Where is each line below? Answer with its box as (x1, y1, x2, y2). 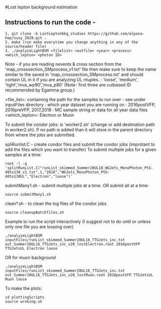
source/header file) (5, 44, 47, 49)
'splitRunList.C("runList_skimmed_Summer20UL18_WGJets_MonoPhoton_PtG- (5, 165, 153, 170)
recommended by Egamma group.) (5, 87, 75, 93)
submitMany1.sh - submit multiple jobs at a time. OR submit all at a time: (5, 183, 149, 188)
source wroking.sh (5, 299, 42, 304)
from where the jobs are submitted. (5, 132, 76, 138)
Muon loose (5, 277, 27, 282)
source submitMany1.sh (5, 192, 51, 197)
